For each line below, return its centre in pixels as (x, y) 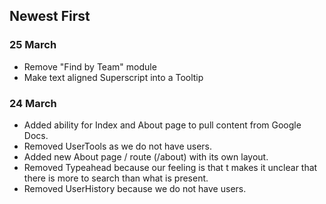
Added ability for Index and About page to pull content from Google (162, 125)
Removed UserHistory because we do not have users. (135, 188)
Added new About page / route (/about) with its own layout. (146, 156)
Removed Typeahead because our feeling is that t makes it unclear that (170, 167)
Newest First (50, 16)
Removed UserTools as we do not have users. (118, 146)
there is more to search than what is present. (116, 178)
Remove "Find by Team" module (90, 66)
